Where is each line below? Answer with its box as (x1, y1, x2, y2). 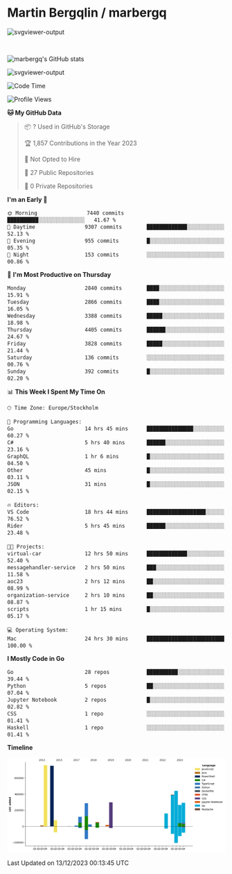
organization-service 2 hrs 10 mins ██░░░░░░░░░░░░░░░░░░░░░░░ (7, 591, 225, 598)
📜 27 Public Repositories (24, 168, 94, 176)
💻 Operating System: (7, 626, 69, 633)
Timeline (7, 743, 33, 751)
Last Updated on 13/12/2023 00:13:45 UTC (7, 859, 130, 867)
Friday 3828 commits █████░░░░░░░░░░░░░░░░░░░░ (7, 340, 225, 347)
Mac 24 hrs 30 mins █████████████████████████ (7, 635, 225, 642)
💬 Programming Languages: (7, 418, 82, 425)
